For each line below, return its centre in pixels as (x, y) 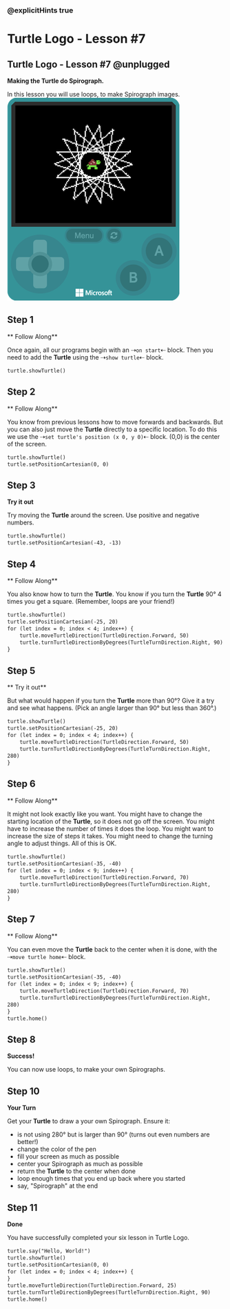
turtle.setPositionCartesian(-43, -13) (64, 543)
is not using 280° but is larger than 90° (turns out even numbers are (113, 1134)
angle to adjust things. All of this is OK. (62, 843)
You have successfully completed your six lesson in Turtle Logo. (98, 1238)
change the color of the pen (56, 1149)
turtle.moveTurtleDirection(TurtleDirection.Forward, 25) (92, 1286)
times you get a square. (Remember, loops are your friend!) (91, 602)
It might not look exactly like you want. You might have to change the (105, 814)
